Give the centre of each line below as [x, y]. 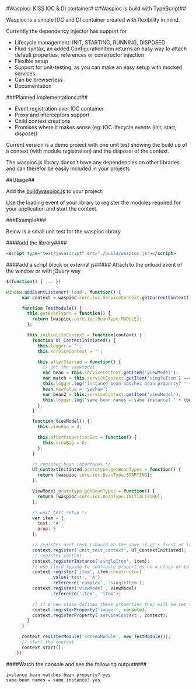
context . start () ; [43, 647]
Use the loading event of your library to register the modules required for [93, 202]
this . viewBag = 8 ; [65, 443]
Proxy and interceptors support [52, 115]
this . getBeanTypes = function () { [69, 314]
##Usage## [20, 180]
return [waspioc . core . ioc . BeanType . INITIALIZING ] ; [100, 497]
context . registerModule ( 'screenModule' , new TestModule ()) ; [96, 637]
